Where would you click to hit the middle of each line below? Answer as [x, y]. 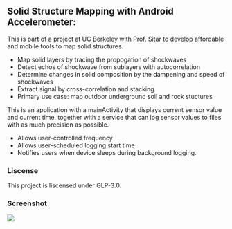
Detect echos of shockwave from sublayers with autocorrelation [109, 67]
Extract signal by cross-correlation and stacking [86, 89]
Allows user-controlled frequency [65, 138]
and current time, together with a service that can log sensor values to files [114, 117]
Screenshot [27, 203]
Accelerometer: [42, 22]
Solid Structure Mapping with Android [91, 11]
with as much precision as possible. [58, 125]
